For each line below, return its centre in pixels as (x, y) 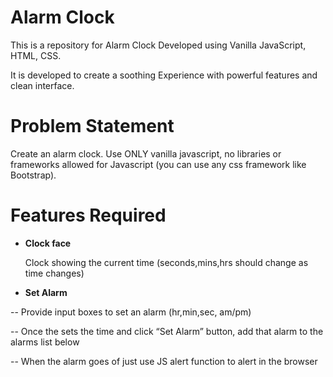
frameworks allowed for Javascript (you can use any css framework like (158, 164)
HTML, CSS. (36, 55)
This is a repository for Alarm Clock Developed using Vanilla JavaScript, (158, 45)
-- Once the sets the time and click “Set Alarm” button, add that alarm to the (167, 331)
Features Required (88, 215)
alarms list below (45, 342)
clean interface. (42, 85)
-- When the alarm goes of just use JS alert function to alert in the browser (164, 361)
